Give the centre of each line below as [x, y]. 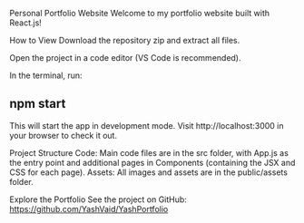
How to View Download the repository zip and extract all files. [125, 40]
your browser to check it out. [64, 135]
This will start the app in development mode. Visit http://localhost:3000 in [147, 125]
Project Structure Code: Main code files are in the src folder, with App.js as [149, 152]
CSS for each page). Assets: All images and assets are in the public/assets [149, 172]
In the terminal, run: [46, 75]
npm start [38, 104]
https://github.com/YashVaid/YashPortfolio [89, 208]
